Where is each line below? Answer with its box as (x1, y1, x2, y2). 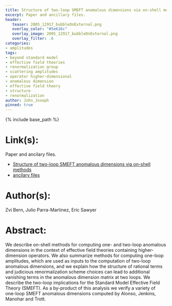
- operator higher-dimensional (5, 74, 72, 79)
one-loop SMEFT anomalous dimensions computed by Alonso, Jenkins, (5, 290, 156, 296)
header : (5, 17, 22, 22)
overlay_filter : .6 (12, 36, 54, 41)
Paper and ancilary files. (5, 151, 57, 157)
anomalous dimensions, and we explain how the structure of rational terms (5, 263, 163, 269)
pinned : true (5, 103, 33, 108)
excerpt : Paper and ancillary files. (5, 12, 86, 17)
